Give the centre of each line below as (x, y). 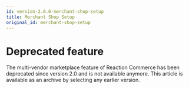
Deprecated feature (55, 51)
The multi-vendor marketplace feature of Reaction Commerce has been (93, 67)
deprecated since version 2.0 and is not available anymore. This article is (94, 74)
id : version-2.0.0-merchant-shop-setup (55, 11)
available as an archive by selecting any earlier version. (73, 80)
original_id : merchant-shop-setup (49, 22)
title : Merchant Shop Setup (41, 17)
